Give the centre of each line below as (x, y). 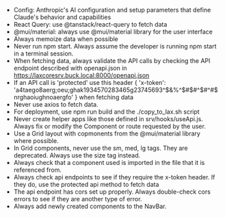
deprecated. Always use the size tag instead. (77, 155)
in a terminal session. (43, 53)
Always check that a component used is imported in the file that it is (109, 163)
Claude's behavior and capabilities (62, 17)
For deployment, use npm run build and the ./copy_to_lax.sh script (106, 112)
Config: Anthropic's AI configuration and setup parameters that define (112, 10)
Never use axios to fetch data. (56, 104)
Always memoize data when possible (66, 39)
